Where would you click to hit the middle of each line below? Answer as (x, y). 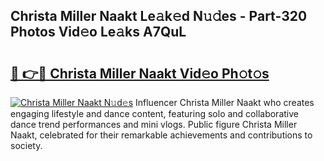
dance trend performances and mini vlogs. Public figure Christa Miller (154, 124)
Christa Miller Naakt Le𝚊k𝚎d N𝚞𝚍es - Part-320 (159, 16)
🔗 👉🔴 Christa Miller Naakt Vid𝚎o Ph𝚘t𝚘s (140, 73)
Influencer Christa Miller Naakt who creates (225, 102)
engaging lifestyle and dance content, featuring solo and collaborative (154, 113)
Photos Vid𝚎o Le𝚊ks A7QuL (98, 32)
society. (26, 145)
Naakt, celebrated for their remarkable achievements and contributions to (161, 135)
